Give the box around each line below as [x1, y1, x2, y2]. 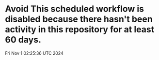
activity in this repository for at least [5, 24, 155, 35]
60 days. [5, 34, 42, 45]
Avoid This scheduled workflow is [5, 3, 144, 15]
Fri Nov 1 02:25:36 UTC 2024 [5, 50, 64, 56]
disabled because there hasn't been [5, 14, 153, 25]
